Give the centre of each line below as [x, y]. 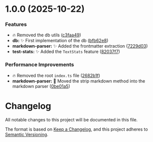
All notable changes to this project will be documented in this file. [72, 119]
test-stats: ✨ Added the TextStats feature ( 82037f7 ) [66, 52]
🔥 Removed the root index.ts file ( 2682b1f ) [56, 75]
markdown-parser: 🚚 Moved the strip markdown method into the [79, 81]
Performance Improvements [40, 65]
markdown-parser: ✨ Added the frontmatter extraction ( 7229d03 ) [80, 46]
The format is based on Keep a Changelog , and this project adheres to [76, 129]
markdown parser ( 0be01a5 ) [41, 86]
